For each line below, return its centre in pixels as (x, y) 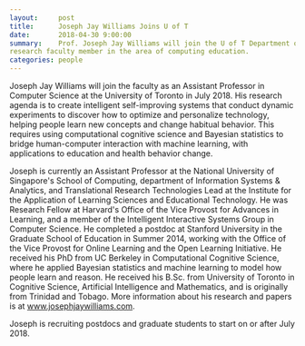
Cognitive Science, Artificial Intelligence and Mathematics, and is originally (149, 287)
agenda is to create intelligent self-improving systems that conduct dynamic (152, 105)
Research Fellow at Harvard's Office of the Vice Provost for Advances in (144, 209)
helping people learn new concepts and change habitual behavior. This (142, 124)
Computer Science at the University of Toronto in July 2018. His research (146, 95)
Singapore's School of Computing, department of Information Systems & (145, 181)
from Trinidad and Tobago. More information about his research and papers (151, 297)
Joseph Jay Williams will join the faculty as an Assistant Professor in (137, 86)
